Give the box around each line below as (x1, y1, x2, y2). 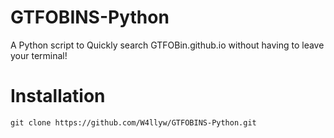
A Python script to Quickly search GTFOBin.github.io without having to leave (10, 39, 325, 51)
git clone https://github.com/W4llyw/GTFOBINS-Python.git (10, 117, 257, 128)
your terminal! (10, 49, 68, 61)
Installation (10, 85, 106, 108)
